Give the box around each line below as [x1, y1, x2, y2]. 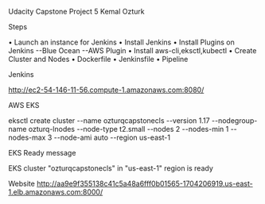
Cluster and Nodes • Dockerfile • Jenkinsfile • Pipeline [8, 55, 189, 64]
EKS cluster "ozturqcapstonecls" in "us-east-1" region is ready [8, 164, 213, 173]
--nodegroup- [211, 116, 258, 125]
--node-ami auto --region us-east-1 [53, 133, 171, 142]
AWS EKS [8, 101, 40, 110]
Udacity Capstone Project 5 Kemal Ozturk [8, 7, 145, 16]
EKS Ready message [8, 148, 76, 157]
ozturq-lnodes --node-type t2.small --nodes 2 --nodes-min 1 [28, 125, 229, 133]
